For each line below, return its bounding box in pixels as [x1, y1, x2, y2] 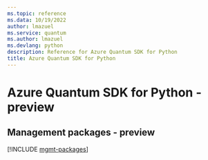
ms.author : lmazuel [7, 36, 64, 43]
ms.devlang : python [7, 42, 64, 49]
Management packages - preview [7, 127, 155, 139]
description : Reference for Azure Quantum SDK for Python [7, 49, 178, 56]
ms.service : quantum [7, 29, 67, 37]
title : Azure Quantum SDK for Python [7, 55, 116, 62]
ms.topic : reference [7, 10, 67, 17]
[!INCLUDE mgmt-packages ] [7, 145, 88, 153]
